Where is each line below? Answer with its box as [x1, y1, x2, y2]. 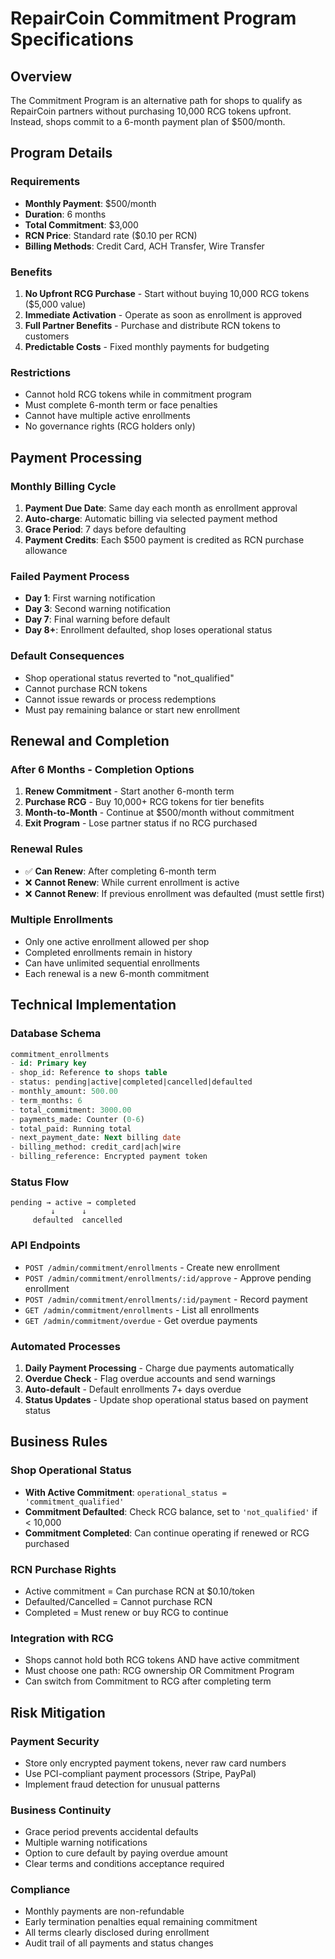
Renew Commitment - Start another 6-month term [24, 785, 235, 797]
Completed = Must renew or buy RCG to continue [24, 1606, 229, 1618]
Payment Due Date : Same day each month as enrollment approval [24, 502, 298, 514]
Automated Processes [10, 1339, 121, 1353]
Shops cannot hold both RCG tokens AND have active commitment [24, 1654, 300, 1666]
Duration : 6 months [24, 208, 107, 220]
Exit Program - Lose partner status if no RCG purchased [24, 817, 258, 829]
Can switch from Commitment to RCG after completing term [24, 1675, 272, 1687]
